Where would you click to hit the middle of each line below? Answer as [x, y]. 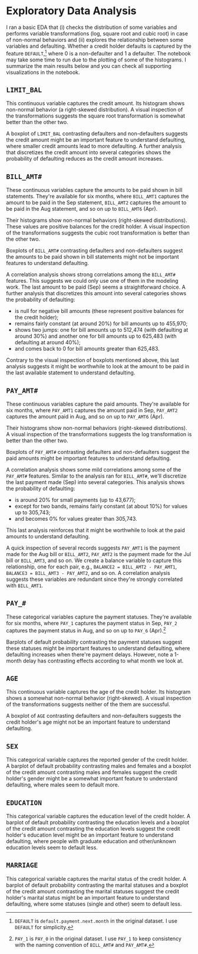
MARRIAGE [22, 865]
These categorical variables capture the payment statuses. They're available [99, 617]
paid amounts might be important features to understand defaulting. [89, 458]
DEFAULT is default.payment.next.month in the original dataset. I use [96, 921]
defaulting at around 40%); [47, 342]
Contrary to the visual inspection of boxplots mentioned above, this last [93, 360]
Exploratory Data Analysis [71, 11]
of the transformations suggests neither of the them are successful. [88, 704]
